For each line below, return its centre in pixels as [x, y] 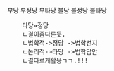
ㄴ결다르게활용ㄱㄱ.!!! [55, 61]
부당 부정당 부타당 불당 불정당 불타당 [57, 10]
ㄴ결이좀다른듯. [44, 34]
